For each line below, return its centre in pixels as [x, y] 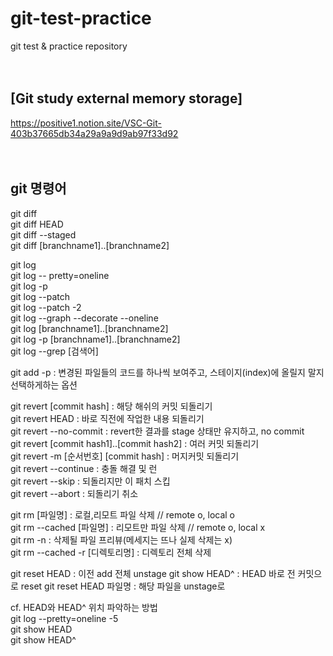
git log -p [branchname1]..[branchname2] [95, 339]
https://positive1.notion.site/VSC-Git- [86, 123]
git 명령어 [38, 188]
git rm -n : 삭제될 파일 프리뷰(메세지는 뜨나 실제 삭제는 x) [121, 539]
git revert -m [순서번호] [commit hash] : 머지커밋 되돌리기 [125, 456]
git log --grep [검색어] [54, 351]
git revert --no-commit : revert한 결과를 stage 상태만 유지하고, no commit [157, 431]
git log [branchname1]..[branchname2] [89, 328]
